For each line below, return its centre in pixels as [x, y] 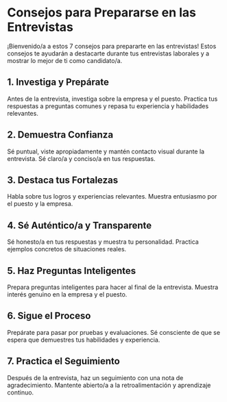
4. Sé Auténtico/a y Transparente [80, 225]
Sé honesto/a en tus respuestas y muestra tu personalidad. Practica [103, 242]
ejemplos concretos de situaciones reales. [67, 249]
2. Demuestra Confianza [60, 135]
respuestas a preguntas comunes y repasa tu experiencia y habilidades [108, 106]
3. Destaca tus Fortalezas [63, 180]
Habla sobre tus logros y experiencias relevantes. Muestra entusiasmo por [112, 197]
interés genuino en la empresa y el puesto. [67, 294]
